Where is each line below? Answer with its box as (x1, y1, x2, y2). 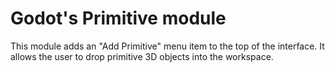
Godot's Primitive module (10, 7, 227, 30)
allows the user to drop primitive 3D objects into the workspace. (10, 50, 274, 62)
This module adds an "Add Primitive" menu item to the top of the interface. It (10, 40, 325, 52)
